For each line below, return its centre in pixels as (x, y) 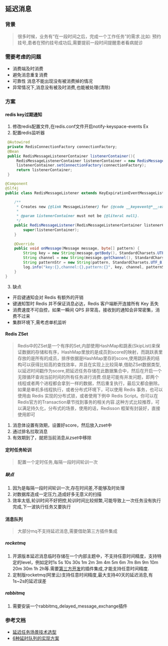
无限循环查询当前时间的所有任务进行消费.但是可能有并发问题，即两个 (88, 377)
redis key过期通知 (24, 114)
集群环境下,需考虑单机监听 (39, 322)
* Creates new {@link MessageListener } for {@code (70, 206)
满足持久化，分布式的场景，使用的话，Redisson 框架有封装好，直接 (91, 408)
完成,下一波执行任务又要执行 (41, 506)
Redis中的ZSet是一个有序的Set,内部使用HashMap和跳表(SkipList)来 (86, 345)
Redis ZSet (17, 334)
